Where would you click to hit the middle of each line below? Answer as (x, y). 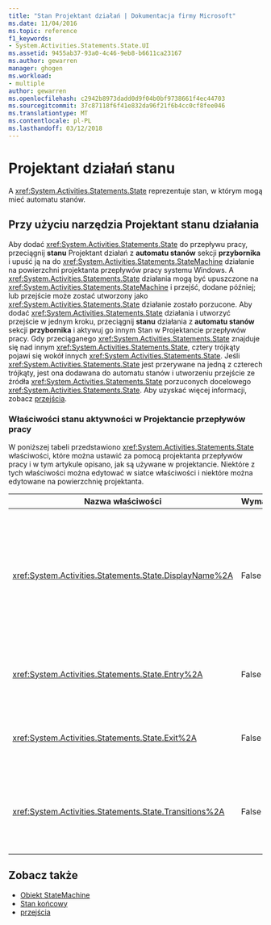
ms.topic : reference (43, 31)
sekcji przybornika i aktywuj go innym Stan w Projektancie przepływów (127, 330)
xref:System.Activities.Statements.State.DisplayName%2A (123, 576)
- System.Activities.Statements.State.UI (79, 46)
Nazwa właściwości (123, 501)
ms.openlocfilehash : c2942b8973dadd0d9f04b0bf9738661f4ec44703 (117, 98)
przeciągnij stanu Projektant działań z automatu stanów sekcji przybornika (134, 253)
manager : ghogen (35, 69)
